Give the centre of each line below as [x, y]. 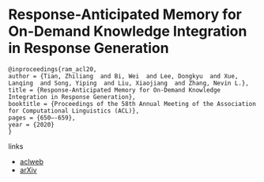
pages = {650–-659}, [42, 118]
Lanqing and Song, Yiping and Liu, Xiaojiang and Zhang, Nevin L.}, [128, 83]
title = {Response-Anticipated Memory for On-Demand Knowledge [115, 90]
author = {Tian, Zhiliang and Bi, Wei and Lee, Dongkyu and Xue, [123, 76]
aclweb [31, 161]
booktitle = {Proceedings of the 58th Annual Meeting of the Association [132, 104]
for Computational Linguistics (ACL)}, [74, 111]
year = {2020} [32, 124]
